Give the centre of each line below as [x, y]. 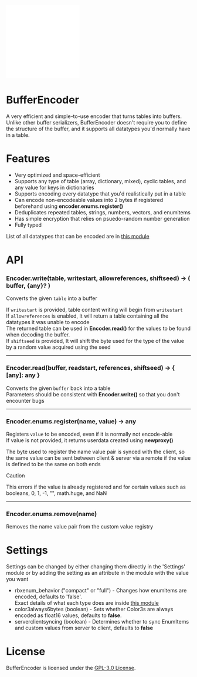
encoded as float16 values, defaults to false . [68, 615]
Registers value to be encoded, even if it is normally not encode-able [89, 434]
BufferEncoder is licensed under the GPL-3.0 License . [71, 668]
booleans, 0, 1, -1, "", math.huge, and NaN [57, 493]
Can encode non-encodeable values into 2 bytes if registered [89, 200]
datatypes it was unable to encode [48, 322]
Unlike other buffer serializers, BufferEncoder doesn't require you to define [96, 122]
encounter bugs [26, 400]
